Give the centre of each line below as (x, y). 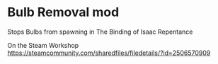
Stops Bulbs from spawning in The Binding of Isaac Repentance (100, 32)
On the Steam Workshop (43, 45)
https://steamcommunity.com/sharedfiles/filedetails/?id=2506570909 (109, 53)
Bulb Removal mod (63, 12)
